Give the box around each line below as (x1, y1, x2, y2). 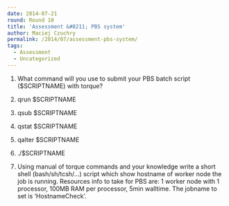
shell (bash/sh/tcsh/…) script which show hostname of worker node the (17, 169, 222, 178)
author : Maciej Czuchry (7, 29, 76, 37)
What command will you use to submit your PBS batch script (17, 74, 191, 83)
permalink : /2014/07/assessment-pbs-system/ (7, 36, 138, 43)
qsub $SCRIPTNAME (17, 108, 78, 117)
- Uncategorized (13, 55, 60, 62)
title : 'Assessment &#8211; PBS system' (7, 23, 126, 30)
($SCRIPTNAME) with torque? (17, 81, 103, 90)
